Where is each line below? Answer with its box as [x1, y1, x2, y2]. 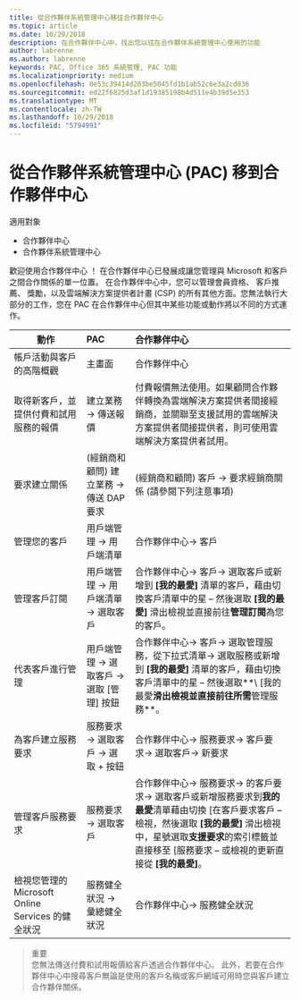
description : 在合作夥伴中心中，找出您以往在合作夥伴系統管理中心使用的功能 [9, 38, 261, 47]
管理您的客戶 [13, 535, 69, 547]
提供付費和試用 [13, 408, 78, 420]
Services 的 [13, 910, 62, 922]
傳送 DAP [86, 491, 125, 504]
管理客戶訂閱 [13, 592, 69, 605]
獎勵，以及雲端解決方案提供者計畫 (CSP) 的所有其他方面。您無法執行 [26, 287, 280, 298]
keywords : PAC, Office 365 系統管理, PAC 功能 [9, 64, 178, 72]
